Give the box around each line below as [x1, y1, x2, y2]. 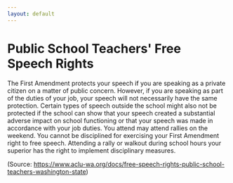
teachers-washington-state [7, 167, 86, 176]
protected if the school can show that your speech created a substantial [7, 108, 215, 117]
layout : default [7, 10, 55, 18]
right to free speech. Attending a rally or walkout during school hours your [7, 139, 222, 147]
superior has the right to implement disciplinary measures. [7, 146, 176, 155]
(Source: [7, 160, 32, 168]
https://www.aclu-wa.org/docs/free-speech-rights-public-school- [33, 160, 225, 168]
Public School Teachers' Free [7, 40, 181, 56]
